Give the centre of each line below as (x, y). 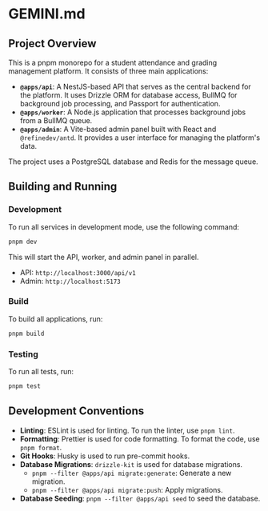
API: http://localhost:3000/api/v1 (78, 272)
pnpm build (26, 333)
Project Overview (52, 44)
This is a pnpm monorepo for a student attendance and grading (113, 62)
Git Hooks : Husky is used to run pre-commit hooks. (105, 456)
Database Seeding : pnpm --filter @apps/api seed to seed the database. (140, 498)
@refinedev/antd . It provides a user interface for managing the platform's (140, 138)
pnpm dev (23, 242)
